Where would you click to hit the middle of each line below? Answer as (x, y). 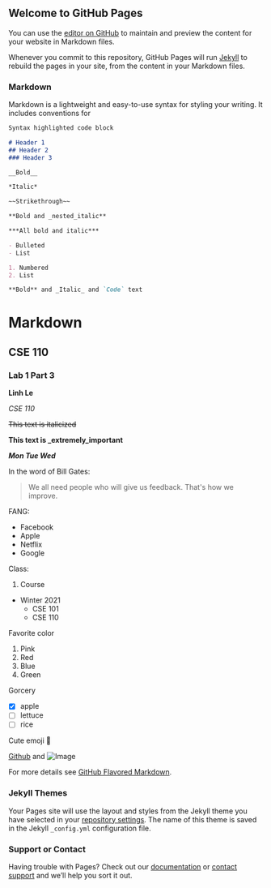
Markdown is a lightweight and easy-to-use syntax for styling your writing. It (135, 105)
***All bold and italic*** (54, 231)
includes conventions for (50, 114)
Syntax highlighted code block (61, 128)
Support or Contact (47, 849)
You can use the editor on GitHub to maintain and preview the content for (130, 32)
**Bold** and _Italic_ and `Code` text (76, 290)
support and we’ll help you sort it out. (70, 876)
